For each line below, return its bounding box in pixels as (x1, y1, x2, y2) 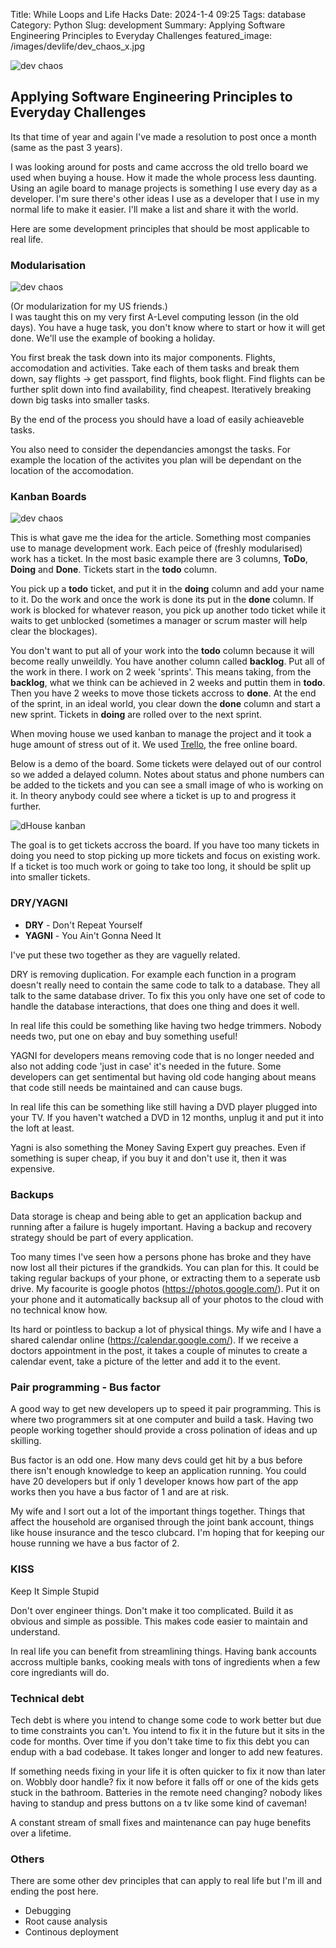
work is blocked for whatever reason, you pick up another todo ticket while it (10, 604, 326, 616)
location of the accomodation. (10, 465, 134, 477)
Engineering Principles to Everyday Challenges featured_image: (10, 30, 273, 41)
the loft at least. (10, 1122, 75, 1134)
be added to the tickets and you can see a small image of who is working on (10, 779, 324, 791)
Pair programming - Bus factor (10, 1380, 161, 1394)
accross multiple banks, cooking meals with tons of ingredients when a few (10, 1655, 321, 1668)
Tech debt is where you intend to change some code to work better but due (10, 1714, 322, 1726)
